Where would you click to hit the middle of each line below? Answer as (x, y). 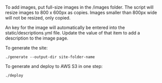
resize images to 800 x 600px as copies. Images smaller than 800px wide (81, 12)
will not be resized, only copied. (38, 18)
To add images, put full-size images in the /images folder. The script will (79, 7)
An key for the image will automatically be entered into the (65, 27)
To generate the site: (26, 48)
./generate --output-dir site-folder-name (50, 57)
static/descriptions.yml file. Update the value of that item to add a (72, 33)
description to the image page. (37, 38)
